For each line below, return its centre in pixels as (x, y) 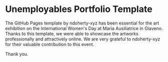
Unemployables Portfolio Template (79, 9)
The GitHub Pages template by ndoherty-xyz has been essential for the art (82, 23)
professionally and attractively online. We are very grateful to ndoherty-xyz (83, 39)
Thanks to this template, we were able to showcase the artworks (72, 33)
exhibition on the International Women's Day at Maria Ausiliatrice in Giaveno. (84, 28)
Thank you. (17, 54)
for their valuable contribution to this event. (50, 44)
